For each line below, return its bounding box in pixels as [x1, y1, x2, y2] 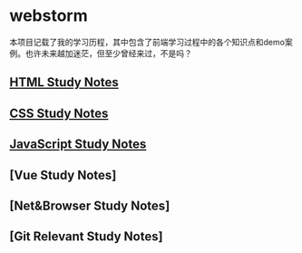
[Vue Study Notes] [9, 167, 117, 182]
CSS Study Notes [9, 105, 109, 121]
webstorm [9, 5, 88, 26]
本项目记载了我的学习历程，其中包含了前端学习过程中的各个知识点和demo [9, 36, 286, 47]
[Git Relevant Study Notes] [9, 229, 163, 245]
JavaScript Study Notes [9, 137, 147, 152]
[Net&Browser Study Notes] [9, 198, 170, 213]
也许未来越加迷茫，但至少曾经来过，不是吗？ [24, 47, 192, 59]
